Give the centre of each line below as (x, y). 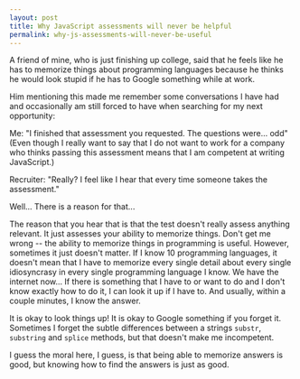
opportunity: (33, 116)
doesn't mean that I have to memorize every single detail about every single (150, 263)
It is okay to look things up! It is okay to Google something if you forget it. (145, 319)
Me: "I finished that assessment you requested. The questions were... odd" (149, 134)
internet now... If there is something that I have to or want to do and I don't (147, 282)
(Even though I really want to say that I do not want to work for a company (147, 143)
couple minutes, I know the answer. (75, 301)
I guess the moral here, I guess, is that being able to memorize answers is (146, 355)
